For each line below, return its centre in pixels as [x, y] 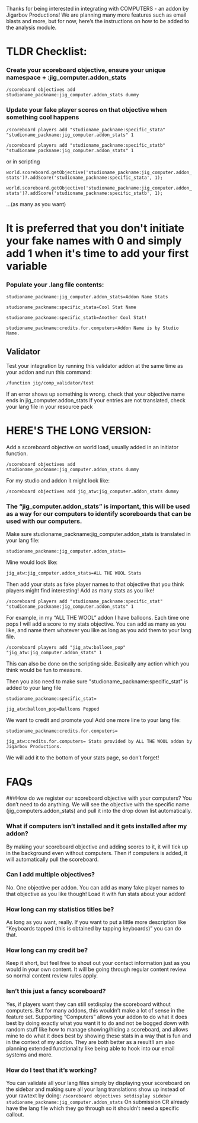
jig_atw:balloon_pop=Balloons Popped [53, 709]
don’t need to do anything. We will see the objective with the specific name [98, 805]
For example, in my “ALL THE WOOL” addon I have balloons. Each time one [98, 618]
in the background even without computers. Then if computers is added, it [97, 853]
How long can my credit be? [47, 950]
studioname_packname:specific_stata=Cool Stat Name [71, 307]
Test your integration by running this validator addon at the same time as [95, 366]
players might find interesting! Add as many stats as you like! [80, 591]
